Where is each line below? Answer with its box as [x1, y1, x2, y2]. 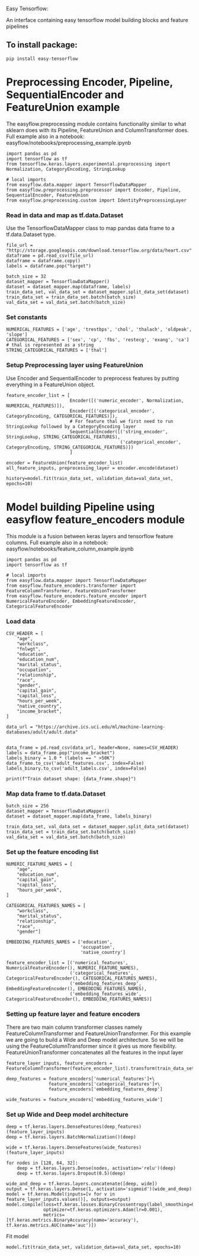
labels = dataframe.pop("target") [6, 263, 92, 269]
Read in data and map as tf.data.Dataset [6, 211, 124, 219]
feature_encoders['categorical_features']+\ [48, 1081, 161, 1087]
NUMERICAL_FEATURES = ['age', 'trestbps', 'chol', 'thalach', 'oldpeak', [6, 326, 192, 333]
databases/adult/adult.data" [6, 729, 78, 735]
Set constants [6, 313, 47, 321]
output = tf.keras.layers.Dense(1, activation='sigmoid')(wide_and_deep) [6, 1186, 192, 1192]
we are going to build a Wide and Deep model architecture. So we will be [6, 1036, 184, 1043]
